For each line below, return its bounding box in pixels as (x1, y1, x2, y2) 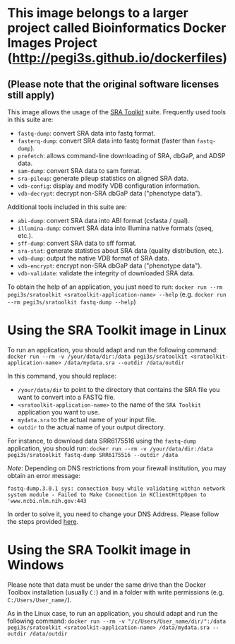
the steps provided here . (7, 517, 79, 525)
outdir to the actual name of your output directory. (17, 422, 166, 431)
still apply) (7, 89, 55, 101)
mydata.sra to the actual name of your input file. (17, 415, 157, 424)
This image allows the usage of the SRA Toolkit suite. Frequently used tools (7, 108, 226, 116)
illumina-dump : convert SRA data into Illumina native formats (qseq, (17, 224, 214, 232)
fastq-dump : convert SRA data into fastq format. (17, 129, 156, 137)
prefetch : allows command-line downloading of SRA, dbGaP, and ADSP (17, 152, 226, 160)
